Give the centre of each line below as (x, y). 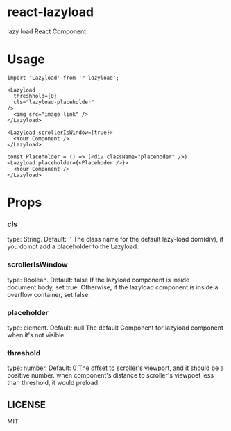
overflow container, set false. (49, 294)
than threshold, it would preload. (53, 383)
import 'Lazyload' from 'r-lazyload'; (63, 78)
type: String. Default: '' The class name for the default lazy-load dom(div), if (115, 239)
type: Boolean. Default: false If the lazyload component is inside (99, 280)
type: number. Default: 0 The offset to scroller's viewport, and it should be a (115, 368)
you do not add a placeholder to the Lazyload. (73, 246)
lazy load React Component (47, 31)
